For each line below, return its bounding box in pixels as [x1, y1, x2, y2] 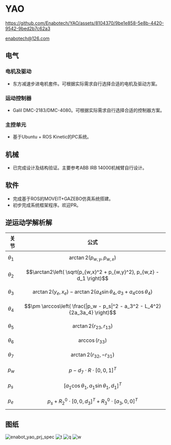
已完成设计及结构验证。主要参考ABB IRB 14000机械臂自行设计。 [12, 165, 147, 171]
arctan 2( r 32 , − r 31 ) [70, 351, 115, 359]
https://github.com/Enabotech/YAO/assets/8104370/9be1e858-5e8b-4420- [5, 20, 164, 26]
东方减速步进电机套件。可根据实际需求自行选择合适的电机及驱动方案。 [12, 80, 160, 87]
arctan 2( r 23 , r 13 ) [72, 322, 113, 331]
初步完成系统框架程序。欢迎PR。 [12, 202, 81, 208]
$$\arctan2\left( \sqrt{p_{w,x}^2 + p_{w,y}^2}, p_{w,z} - [26, 268, 159, 275]
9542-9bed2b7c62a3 [5, 25, 51, 31]
